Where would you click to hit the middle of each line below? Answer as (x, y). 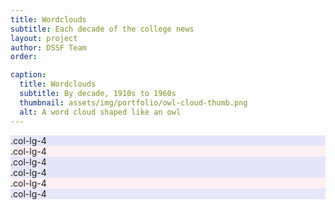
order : (24, 57)
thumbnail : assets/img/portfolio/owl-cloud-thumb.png (133, 102)
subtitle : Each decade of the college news (102, 29)
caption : (28, 75)
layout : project (44, 38)
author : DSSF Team (48, 47)
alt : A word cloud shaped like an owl (100, 112)
